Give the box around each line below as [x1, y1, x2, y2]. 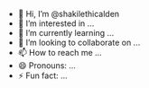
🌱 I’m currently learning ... [17, 28, 115, 38]
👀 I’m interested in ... [17, 18, 95, 29]
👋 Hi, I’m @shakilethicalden [17, 9, 120, 19]
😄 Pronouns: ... [17, 60, 77, 71]
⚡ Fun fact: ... [17, 70, 68, 81]
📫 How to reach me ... [17, 48, 102, 57]
